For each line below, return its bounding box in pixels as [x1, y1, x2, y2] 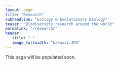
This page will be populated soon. [5, 54, 76, 60]
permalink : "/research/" [5, 26, 58, 31]
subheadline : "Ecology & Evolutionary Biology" [5, 17, 108, 22]
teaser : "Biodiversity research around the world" [5, 21, 114, 27]
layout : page [5, 7, 33, 13]
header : [5, 31, 22, 36]
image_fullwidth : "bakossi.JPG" [12, 40, 81, 45]
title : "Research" [5, 12, 44, 17]
